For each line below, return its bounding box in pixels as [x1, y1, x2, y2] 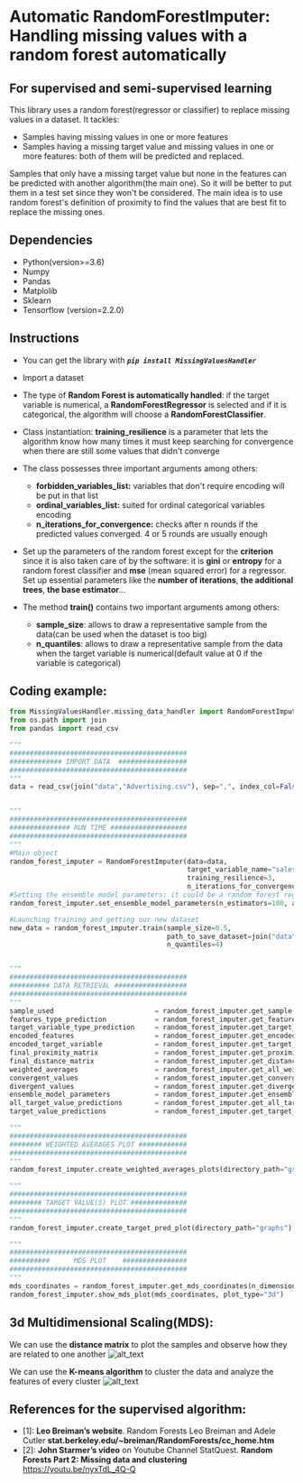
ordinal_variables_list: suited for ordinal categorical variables [35, 499, 265, 511]
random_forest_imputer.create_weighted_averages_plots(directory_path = [9, 1165, 284, 1174]
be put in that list [35, 490, 99, 501]
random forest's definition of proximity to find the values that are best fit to [9, 197, 287, 207]
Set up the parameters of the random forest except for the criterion [22, 546, 273, 557]
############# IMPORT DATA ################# [9, 757, 188, 766]
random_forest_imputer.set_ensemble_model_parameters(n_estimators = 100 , [9, 898, 289, 907]
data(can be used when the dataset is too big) [35, 629, 207, 640]
